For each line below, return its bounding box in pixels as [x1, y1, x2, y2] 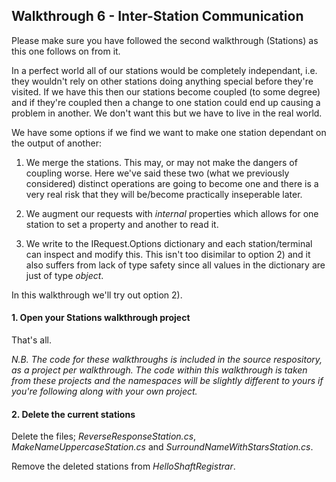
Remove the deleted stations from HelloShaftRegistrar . [11, 460, 236, 473]
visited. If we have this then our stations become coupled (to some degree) [11, 85, 321, 98]
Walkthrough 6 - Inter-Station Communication [11, 8, 304, 25]
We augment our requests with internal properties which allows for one [25, 207, 319, 219]
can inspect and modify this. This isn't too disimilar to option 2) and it [25, 248, 311, 260]
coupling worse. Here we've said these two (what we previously [25, 167, 290, 179]
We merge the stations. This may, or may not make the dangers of [25, 156, 298, 168]
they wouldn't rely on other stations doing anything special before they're [11, 75, 314, 87]
